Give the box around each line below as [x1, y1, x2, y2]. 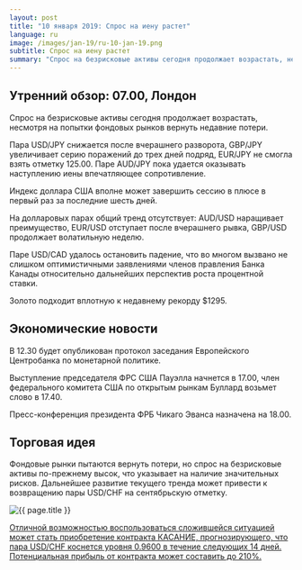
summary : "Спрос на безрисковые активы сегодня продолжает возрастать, [9, 55, 283, 64]
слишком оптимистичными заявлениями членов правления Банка [9, 258, 265, 269]
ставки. [9, 277, 39, 288]
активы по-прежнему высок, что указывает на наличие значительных [9, 468, 280, 479]
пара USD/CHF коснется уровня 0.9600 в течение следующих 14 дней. [9, 541, 282, 552]
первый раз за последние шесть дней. [9, 195, 158, 205]
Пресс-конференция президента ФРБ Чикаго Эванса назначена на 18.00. [9, 409, 292, 420]
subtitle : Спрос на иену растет [9, 47, 130, 56]
